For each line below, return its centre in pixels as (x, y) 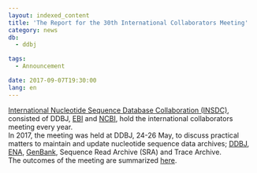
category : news (33, 30)
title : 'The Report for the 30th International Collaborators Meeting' (128, 23)
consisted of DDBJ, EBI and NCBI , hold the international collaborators (121, 118)
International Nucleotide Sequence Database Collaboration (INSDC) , (119, 110)
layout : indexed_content (49, 15)
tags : (17, 59)
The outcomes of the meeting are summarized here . (93, 160)
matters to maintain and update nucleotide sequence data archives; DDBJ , (129, 143)
